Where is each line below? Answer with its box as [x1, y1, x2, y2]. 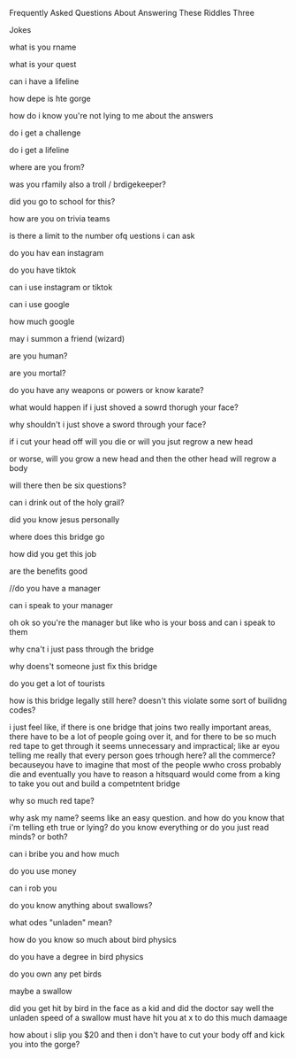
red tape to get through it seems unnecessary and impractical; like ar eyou [9, 741, 280, 751]
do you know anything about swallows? [9, 900, 153, 910]
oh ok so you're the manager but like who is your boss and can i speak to [9, 617, 276, 628]
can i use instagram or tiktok [9, 282, 113, 292]
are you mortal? [9, 367, 66, 378]
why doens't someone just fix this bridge [9, 661, 157, 671]
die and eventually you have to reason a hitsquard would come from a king [9, 769, 281, 779]
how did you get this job [9, 549, 97, 559]
